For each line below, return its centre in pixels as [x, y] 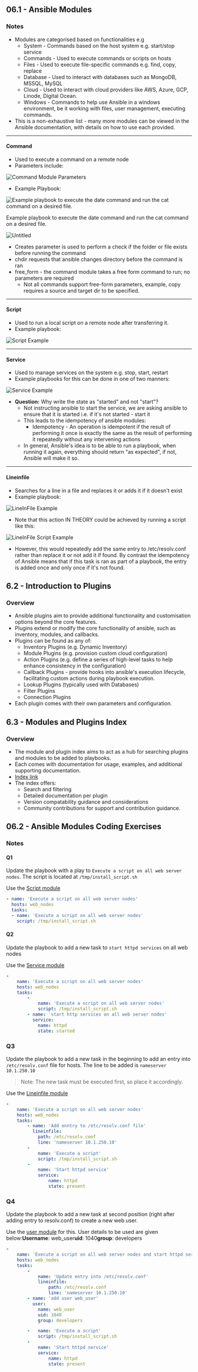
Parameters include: [39, 165]
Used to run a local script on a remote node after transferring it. [92, 323]
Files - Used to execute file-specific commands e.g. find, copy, [100, 64]
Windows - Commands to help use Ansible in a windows [92, 102]
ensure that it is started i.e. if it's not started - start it [87, 414]
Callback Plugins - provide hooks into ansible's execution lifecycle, [104, 672]
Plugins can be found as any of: [53, 641]
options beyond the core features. [56, 622]
